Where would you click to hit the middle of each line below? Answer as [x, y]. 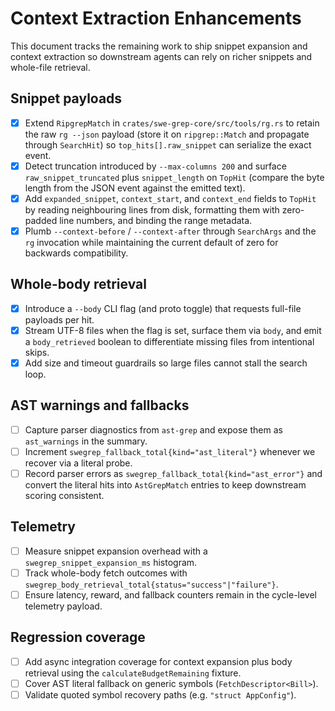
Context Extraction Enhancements [156, 18]
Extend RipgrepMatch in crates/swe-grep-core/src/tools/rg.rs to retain [172, 123]
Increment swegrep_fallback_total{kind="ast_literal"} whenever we [170, 451]
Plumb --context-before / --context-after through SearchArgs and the [170, 231]
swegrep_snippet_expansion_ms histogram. [111, 562]
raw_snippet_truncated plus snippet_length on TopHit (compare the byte [174, 177]
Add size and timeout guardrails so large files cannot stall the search [166, 363]
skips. [37, 352]
